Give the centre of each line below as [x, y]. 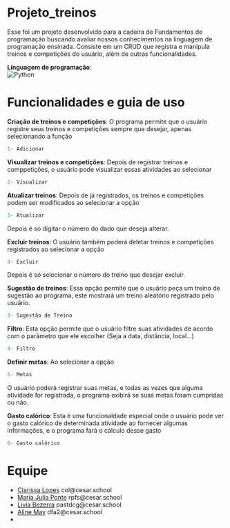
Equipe [28, 471]
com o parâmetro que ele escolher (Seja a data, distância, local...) [101, 336]
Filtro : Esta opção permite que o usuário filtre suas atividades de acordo [110, 329]
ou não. [18, 402]
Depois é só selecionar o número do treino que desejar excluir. [96, 275]
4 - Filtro [21, 349]
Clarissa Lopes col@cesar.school [65, 490]
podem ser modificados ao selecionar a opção [73, 202]
